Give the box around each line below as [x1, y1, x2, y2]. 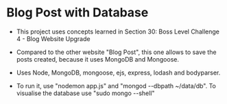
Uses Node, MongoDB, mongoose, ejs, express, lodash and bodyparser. [16, 68, 221, 77]
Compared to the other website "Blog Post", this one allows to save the [16, 48, 217, 56]
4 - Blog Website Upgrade [16, 34, 91, 42]
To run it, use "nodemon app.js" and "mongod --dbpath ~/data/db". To [16, 81, 217, 90]
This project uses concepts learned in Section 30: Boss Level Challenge [16, 27, 220, 36]
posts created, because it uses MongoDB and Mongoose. [16, 55, 180, 63]
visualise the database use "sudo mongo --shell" [16, 89, 155, 97]
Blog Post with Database [6, 5, 149, 21]
